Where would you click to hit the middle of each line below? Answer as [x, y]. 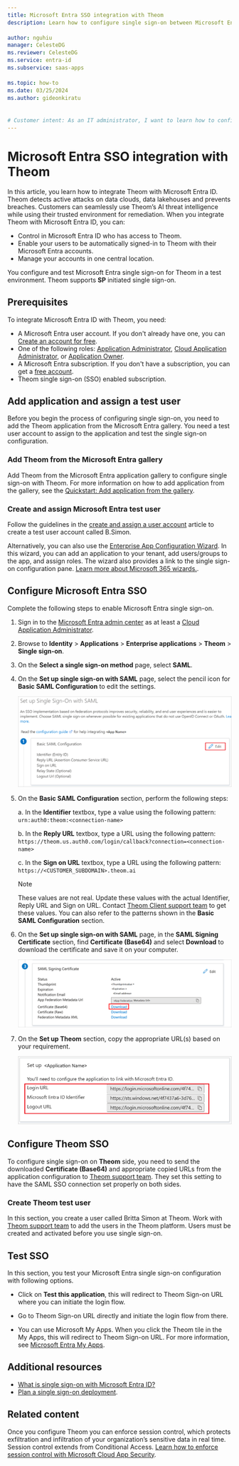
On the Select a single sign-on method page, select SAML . [105, 664]
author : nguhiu [30, 38]
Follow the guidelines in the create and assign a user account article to [111, 525]
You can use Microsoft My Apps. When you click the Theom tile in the [120, 1329]
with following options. [41, 1280]
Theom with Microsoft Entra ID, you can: [67, 222]
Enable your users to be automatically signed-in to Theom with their [117, 243]
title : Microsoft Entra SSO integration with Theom [85, 15]
